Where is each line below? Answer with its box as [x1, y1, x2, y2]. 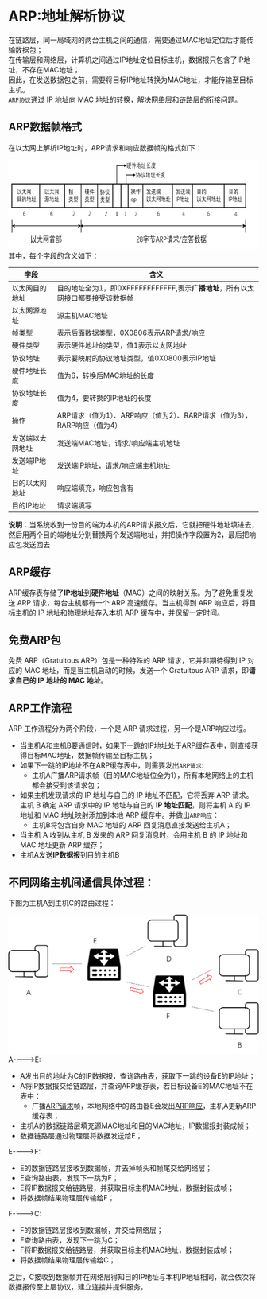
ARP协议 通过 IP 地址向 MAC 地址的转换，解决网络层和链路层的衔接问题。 [8, 95, 242, 104]
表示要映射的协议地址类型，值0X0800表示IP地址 [56, 353, 216, 363]
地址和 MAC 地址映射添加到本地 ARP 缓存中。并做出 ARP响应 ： [19, 811, 220, 820]
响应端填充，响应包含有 [56, 483, 134, 492]
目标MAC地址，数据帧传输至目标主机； [26, 751, 155, 760]
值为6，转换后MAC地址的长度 [56, 371, 155, 380]
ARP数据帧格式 [8, 120, 83, 134]
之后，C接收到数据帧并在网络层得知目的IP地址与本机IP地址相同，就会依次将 [8, 1272, 256, 1281]
